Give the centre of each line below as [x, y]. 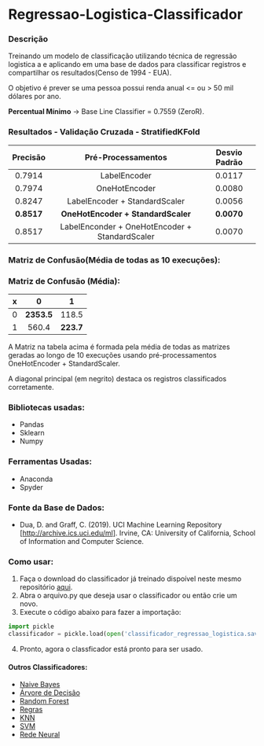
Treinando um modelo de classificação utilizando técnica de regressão [123, 56]
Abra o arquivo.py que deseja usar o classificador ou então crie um [128, 596]
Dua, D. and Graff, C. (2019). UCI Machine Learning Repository [121, 524]
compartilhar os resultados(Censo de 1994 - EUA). [90, 73]
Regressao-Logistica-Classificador [126, 15]
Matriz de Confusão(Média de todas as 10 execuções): [114, 259]
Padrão [229, 162]
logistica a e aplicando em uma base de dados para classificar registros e [127, 64]
